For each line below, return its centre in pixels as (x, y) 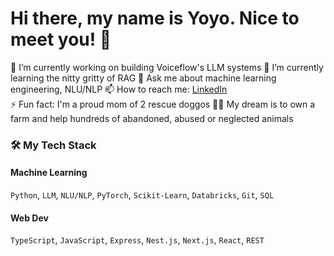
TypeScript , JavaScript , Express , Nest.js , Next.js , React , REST (137, 240)
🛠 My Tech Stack (53, 145)
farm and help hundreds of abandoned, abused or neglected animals (152, 118)
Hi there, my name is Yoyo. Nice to (155, 18)
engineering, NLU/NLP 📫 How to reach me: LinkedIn (119, 89)
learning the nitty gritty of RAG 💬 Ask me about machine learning (143, 78)
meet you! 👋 (61, 39)
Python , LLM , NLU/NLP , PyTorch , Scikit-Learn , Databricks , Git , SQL (142, 195)
